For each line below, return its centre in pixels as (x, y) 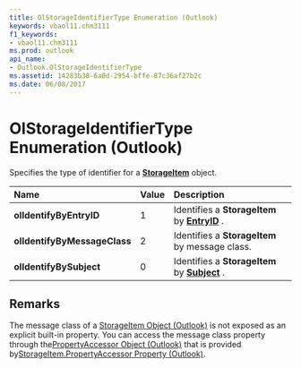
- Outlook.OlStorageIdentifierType (76, 68)
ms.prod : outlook (42, 51)
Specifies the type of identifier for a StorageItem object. (113, 172)
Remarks (35, 304)
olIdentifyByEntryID (57, 215)
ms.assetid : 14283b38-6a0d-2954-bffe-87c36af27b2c (106, 76)
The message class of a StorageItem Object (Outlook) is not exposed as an (148, 325)
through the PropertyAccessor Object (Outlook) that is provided (125, 345)
